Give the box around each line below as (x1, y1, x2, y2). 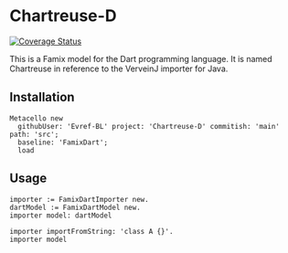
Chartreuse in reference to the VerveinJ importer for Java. (9, 63, 229, 74)
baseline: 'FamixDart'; (17, 138, 108, 147)
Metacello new (9, 113, 64, 123)
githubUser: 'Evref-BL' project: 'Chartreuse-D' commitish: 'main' (17, 121, 281, 131)
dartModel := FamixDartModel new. (9, 203, 142, 212)
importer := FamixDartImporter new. (9, 195, 149, 204)
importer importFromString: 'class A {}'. (9, 227, 174, 236)
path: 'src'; (9, 130, 59, 139)
